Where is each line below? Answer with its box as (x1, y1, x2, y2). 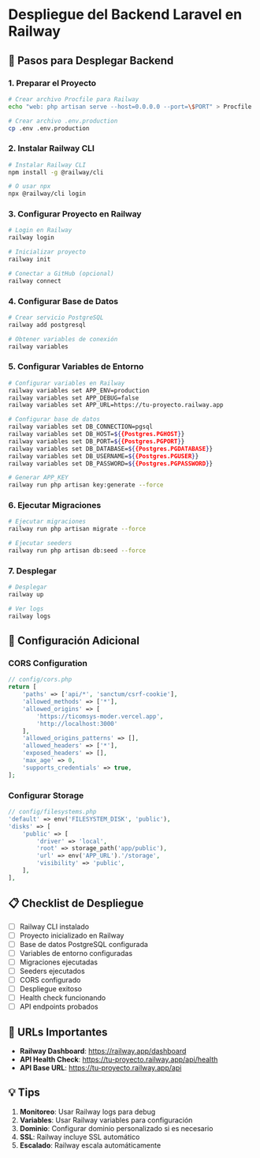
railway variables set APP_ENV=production (8, 386, 150, 394)
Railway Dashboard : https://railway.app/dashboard (19, 1047, 187, 1056)
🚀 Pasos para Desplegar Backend (8, 54, 174, 67)
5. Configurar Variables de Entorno (8, 361, 144, 372)
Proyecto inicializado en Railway (19, 931, 124, 940)
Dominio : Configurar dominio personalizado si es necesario (19, 1123, 214, 1133)
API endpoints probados (19, 1002, 98, 1012)
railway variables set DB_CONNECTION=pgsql (8, 423, 154, 431)
